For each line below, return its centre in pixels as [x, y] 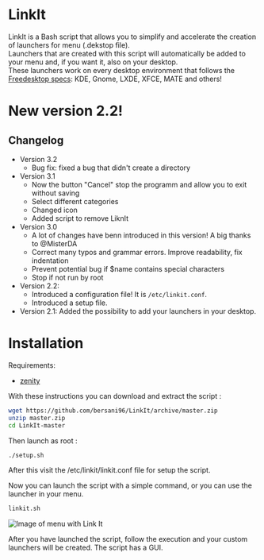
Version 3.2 [38, 159]
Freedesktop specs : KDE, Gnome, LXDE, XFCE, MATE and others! [115, 79]
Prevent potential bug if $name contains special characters [128, 268]
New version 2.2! [66, 111]
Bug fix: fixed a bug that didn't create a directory [111, 168]
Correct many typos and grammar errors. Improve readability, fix [137, 252]
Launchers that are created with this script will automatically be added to [127, 53]
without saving [55, 193]
